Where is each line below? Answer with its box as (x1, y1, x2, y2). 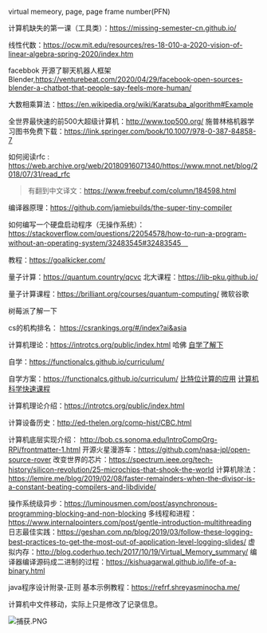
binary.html (8, 566, 45, 576)
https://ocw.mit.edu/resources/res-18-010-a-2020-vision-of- (43, 40, 243, 49)
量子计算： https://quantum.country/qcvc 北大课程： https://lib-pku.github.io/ (8, 272, 259, 282)
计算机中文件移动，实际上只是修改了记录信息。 (8, 599, 162, 609)
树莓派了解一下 (8, 307, 57, 315)
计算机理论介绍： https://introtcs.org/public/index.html (8, 401, 185, 410)
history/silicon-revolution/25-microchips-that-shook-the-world (8, 465, 214, 474)
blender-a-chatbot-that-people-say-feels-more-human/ (8, 83, 192, 93)
